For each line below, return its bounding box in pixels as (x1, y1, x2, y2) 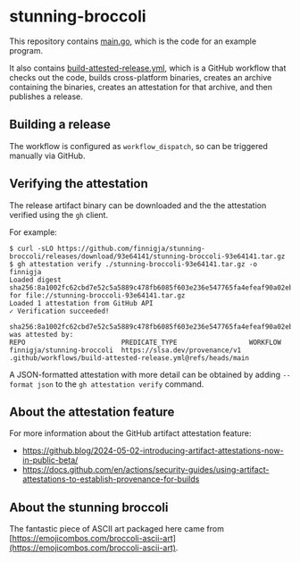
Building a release (9, 117, 112, 132)
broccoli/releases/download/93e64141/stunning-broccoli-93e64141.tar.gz (9, 252, 286, 261)
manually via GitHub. (9, 150, 86, 161)
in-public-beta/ (21, 455, 79, 466)
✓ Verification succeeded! (9, 306, 110, 315)
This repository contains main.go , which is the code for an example (9, 36, 257, 46)
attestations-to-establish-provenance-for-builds (21, 474, 200, 484)
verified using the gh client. (9, 209, 109, 220)
